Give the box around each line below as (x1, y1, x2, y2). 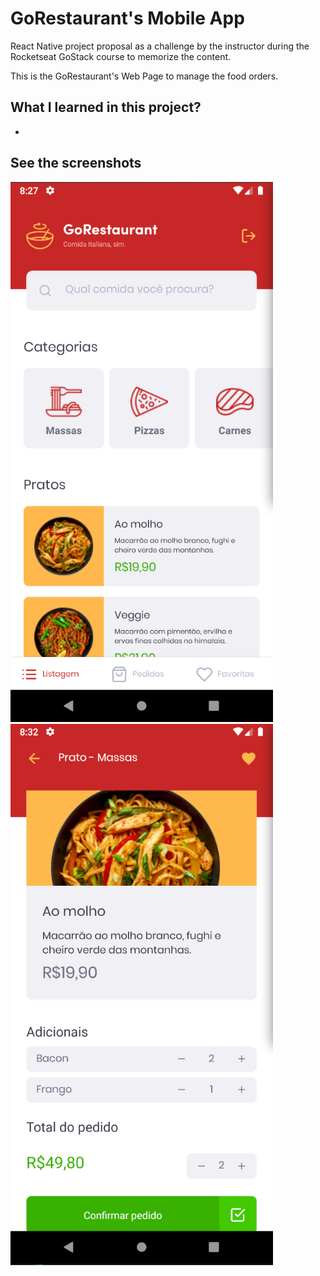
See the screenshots (10, 155, 142, 172)
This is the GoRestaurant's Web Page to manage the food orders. (10, 70, 279, 82)
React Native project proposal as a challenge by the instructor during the (10, 40, 310, 52)
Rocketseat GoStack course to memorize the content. (10, 50, 232, 62)
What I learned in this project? (10, 99, 202, 116)
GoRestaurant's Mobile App (10, 7, 245, 30)
